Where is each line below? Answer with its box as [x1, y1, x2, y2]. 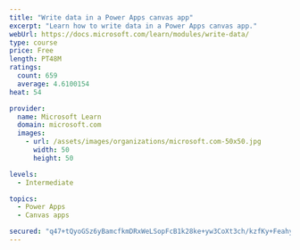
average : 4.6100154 [17, 79, 90, 88]
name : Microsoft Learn [17, 112, 102, 121]
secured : [9, 227, 42, 237]
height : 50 [32, 154, 74, 162]
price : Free [9, 46, 54, 55]
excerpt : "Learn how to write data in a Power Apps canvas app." [9, 21, 257, 30]
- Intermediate [17, 178, 74, 187]
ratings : [9, 63, 42, 72]
